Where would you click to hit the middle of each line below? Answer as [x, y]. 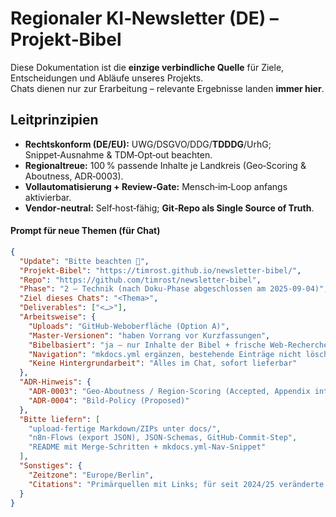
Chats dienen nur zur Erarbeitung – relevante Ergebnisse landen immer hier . [167, 88]
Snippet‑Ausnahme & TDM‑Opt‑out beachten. [118, 154]
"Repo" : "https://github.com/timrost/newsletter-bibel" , [140, 280]
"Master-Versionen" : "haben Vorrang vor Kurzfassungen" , [149, 335]
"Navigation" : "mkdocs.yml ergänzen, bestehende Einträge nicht [165, 354]
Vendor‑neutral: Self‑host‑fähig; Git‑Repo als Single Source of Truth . [169, 208]
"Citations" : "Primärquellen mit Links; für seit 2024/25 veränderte [176, 484]
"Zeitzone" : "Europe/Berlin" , [91, 475]
